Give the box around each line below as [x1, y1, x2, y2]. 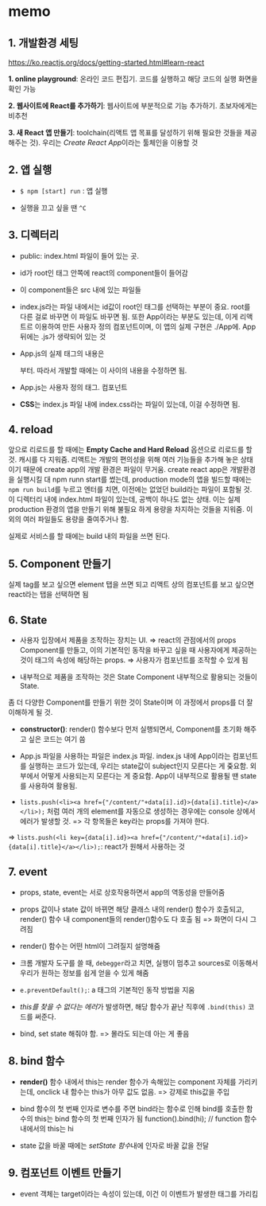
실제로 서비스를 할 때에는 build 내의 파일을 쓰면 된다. [8, 532, 171, 541]
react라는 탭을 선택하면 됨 [8, 590, 89, 599]
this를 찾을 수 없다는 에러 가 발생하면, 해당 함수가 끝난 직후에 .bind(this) [19, 1001, 246, 1011]
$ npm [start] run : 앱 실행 [19, 185, 108, 195]
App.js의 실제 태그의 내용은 [19, 349, 105, 358]
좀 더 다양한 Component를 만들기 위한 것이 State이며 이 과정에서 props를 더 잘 [8, 697, 253, 707]
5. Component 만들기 [8, 556, 111, 571]
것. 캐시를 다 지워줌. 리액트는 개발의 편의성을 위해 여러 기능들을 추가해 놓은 [8, 455, 239, 464]
